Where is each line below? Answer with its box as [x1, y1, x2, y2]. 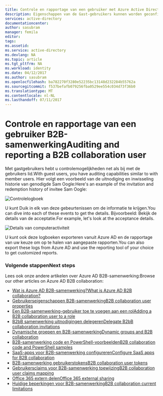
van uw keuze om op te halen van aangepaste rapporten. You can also [5, 239, 145, 246]
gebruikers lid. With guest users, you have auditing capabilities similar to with [5, 171, 159, 177]
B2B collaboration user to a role [12, 313, 75, 319]
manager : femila [5, 30, 38, 35]
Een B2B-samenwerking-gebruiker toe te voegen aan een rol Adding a [12, 308, 152, 314]
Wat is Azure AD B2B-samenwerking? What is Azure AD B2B [12, 288, 132, 293]
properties [12, 303, 33, 309]
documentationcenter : [5, 20, 49, 26]
